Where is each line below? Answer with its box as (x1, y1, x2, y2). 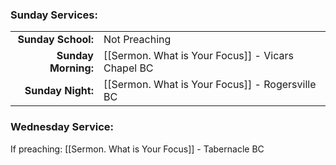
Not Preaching (103, 33, 172, 47)
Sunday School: (17, 33, 94, 47)
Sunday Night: (24, 84, 94, 98)
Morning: (49, 61, 94, 75)
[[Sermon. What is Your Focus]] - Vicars (103, 49, 294, 63)
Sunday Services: (10, 8, 98, 22)
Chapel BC (103, 61, 154, 75)
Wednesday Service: (10, 120, 115, 134)
